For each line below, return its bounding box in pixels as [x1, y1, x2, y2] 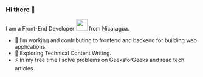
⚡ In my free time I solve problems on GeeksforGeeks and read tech [14, 57, 185, 64]
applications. [14, 43, 47, 51]
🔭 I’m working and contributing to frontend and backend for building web [14, 37, 197, 44]
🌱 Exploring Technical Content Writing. [14, 49, 112, 57]
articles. [14, 65, 35, 72]
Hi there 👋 [5, 5, 36, 14]
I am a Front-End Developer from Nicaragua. [5, 25, 130, 32]
